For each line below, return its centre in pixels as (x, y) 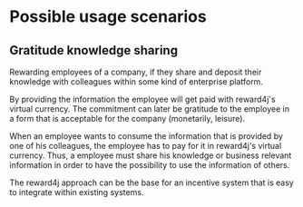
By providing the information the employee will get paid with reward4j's (142, 99)
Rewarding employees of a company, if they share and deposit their (136, 72)
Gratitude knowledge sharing (94, 50)
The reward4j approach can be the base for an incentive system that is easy (152, 182)
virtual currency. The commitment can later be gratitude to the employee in (150, 109)
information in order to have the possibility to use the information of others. (150, 165)
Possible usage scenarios (108, 17)
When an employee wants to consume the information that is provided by (147, 136)
